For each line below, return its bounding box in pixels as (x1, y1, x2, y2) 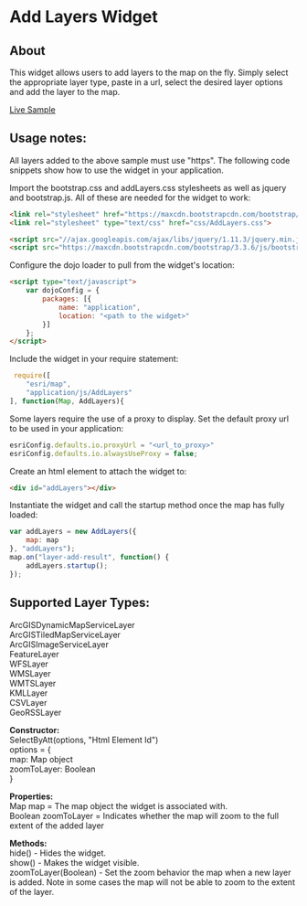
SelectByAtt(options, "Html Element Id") (9, 734, 159, 745)
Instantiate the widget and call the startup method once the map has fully (9, 500, 285, 511)
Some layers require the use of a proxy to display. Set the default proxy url (9, 413, 290, 424)
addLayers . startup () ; (26, 560, 108, 570)
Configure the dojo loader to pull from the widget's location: (9, 260, 235, 271)
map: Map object (9, 753, 73, 764)
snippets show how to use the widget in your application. (9, 165, 224, 176)
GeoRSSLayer (9, 707, 62, 718)
